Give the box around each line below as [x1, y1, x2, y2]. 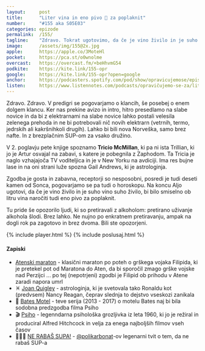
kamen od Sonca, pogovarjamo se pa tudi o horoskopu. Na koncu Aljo [6, 181, 182, 189]
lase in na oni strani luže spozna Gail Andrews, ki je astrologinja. [6, 163, 167, 170]
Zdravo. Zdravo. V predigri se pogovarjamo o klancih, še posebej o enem [6, 100, 190, 107]
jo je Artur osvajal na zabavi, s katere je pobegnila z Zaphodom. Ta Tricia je [6, 150, 195, 157]
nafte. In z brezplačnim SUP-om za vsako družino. [6, 132, 132, 139]
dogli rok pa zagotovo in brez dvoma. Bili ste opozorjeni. [6, 219, 148, 226]
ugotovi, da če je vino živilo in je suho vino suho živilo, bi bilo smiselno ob [6, 188, 191, 195]
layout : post [6, 9, 51, 15]
